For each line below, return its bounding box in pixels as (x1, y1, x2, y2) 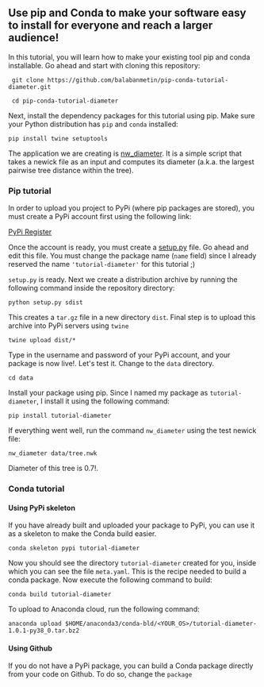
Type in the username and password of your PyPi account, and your (8, 350, 231, 360)
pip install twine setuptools (8, 134, 109, 142)
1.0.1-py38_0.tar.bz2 (8, 627, 80, 635)
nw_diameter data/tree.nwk (8, 450, 98, 457)
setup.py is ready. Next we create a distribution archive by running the (8, 275, 238, 284)
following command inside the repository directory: (8, 284, 175, 293)
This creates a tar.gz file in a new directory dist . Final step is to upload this (8, 313, 256, 322)
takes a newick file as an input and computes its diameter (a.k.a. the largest (8, 156, 254, 166)
